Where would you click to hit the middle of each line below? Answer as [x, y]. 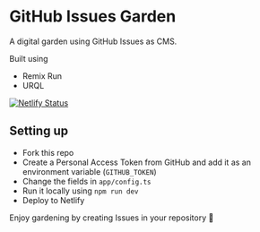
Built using [29, 58]
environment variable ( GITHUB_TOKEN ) [89, 171]
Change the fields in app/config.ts [87, 181]
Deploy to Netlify [53, 200]
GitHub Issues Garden [93, 17]
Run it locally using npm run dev [80, 191]
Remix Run [42, 76]
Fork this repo [48, 152]
